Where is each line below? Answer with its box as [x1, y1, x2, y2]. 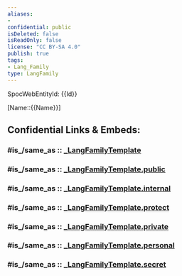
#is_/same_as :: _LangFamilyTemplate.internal [7, 183, 171, 193]
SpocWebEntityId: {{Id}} [7, 90, 78, 98]
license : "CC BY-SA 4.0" [7, 43, 81, 51]
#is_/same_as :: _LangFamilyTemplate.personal [7, 240, 176, 250]
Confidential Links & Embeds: [7, 124, 141, 136]
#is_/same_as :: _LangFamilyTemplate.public [7, 164, 166, 174]
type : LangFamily [7, 70, 59, 77]
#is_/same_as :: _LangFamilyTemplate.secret [7, 260, 166, 270]
